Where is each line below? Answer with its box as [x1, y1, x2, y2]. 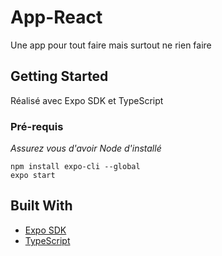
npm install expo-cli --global [10, 162, 141, 172]
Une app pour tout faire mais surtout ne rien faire [10, 39, 212, 51]
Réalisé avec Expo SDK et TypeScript [10, 94, 164, 106]
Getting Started [10, 68, 109, 85]
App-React [10, 6, 103, 29]
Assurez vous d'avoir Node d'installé [10, 142, 162, 155]
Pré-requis [10, 119, 64, 133]
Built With [10, 197, 73, 215]
